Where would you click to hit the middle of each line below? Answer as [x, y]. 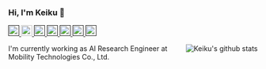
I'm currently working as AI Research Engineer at [88, 49]
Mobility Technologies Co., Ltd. [59, 57]
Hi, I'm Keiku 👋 [37, 13]
